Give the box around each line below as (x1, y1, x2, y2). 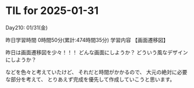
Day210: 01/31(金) (5, 24, 48, 31)
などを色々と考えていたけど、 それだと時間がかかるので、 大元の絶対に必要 (5, 68, 188, 75)
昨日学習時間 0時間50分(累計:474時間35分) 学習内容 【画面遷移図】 (5, 36, 169, 43)
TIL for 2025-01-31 (5, 4, 99, 17)
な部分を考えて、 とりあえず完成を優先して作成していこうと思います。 (5, 76, 175, 83)
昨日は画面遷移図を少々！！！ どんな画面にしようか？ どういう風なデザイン (5, 48, 188, 56)
